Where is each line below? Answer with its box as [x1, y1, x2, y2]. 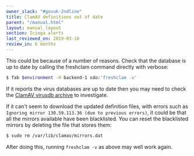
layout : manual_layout [6, 25, 61, 31]
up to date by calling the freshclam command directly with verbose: [6, 63, 169, 70]
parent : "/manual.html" [6, 19, 64, 25]
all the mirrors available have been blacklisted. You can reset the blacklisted [6, 115, 189, 122]
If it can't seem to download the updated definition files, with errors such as [6, 103, 189, 110]
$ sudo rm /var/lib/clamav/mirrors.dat [6, 133, 103, 138]
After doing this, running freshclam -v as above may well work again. [6, 143, 173, 150]
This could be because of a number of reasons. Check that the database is [6, 57, 186, 64]
